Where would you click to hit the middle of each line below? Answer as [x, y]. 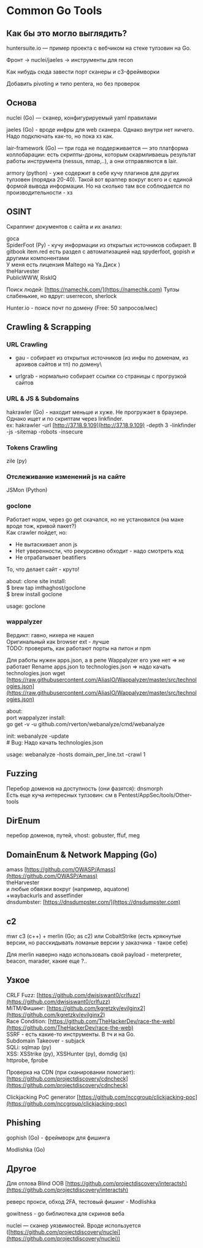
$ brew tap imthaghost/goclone [46, 588]
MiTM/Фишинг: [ [28, 1008]
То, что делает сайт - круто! [43, 569]
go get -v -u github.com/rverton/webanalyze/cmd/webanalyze [86, 724]
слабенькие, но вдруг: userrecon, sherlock [62, 296]
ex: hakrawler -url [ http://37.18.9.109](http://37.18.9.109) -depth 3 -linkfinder [101, 425]
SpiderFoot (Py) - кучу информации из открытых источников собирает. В [101, 245]
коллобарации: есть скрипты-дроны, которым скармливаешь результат [101, 155]
